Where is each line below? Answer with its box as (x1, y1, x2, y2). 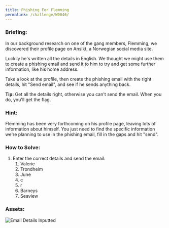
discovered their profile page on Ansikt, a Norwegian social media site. (5, 45, 153, 52)
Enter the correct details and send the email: (12, 155, 106, 162)
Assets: (5, 206, 25, 213)
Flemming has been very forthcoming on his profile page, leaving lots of (5, 121, 156, 127)
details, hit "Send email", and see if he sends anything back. (5, 81, 131, 87)
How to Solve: (5, 144, 41, 151)
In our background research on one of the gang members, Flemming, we (5, 40, 157, 46)
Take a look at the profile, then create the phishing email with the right (5, 76, 152, 82)
